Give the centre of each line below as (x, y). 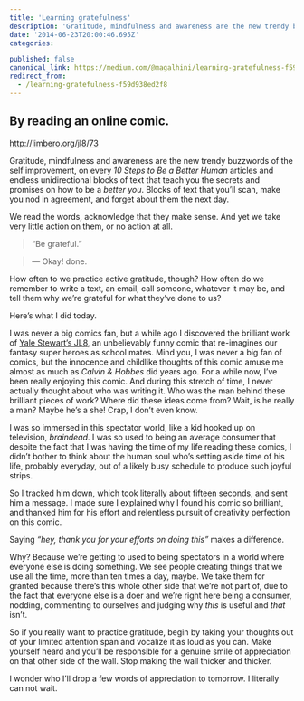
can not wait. (33, 687)
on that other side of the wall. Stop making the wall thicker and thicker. (141, 660)
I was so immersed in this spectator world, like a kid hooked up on (133, 427)
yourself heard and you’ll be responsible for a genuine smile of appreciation (150, 651)
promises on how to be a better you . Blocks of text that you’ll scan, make (145, 189)
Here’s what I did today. (53, 315)
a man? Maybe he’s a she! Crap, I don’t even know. (104, 410)
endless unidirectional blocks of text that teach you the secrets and (135, 180)
